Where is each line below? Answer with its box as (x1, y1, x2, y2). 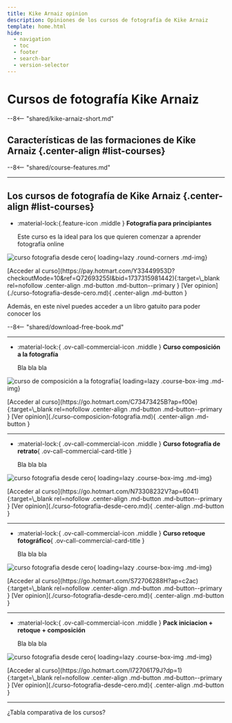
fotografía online (17, 240, 64, 248)
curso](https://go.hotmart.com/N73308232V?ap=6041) (41, 487, 199, 495)
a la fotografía (17, 350, 59, 358)
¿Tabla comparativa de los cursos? (7, 708, 106, 717)
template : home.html (7, 23, 67, 30)
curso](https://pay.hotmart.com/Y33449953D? (41, 267, 175, 275)
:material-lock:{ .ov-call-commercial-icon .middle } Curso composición (17, 343, 221, 351)
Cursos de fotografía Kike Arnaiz (7, 91, 200, 107)
